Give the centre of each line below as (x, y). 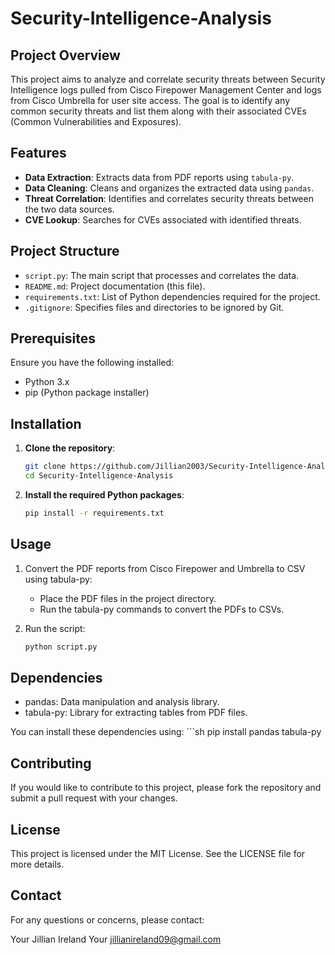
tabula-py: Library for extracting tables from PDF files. (136, 713)
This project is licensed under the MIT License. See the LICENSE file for (158, 853)
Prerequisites (53, 338)
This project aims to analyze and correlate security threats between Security (168, 79)
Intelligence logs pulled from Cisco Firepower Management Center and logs (166, 90)
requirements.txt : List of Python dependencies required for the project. (172, 296)
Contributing (51, 763)
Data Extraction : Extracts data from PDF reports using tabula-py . (159, 177)
